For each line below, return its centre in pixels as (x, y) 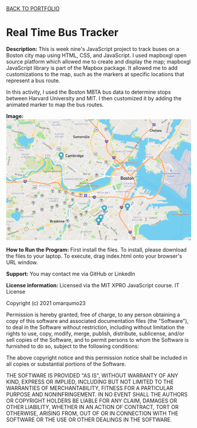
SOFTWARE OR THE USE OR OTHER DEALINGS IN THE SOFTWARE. (89, 419)
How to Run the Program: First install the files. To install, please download (96, 249)
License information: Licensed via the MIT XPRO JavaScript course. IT (93, 285)
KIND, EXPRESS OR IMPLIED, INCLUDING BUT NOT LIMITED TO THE (90, 382)
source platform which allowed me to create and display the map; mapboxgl (98, 61)
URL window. (22, 262)
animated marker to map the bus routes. (55, 104)
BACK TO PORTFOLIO (33, 9)
